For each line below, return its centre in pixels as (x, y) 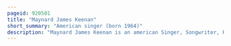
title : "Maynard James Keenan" (52, 20)
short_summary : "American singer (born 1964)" (75, 26)
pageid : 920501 (29, 13)
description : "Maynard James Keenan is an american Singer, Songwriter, (113, 32)
